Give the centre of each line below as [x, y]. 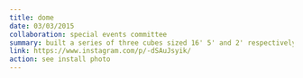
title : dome [32, 17]
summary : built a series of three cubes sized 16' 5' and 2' [127, 43]
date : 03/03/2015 [42, 26]
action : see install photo [60, 59]
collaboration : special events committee [88, 34]
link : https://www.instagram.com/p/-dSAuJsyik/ [101, 51]
